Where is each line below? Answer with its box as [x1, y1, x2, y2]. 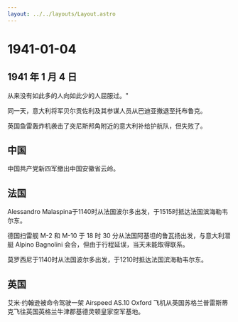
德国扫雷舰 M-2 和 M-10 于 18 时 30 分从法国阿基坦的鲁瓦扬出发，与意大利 [7, 232, 225, 240]
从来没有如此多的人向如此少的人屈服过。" [7, 91, 129, 100]
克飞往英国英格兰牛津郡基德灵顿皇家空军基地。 [7, 307, 144, 316]
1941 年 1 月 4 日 [7, 71, 77, 83]
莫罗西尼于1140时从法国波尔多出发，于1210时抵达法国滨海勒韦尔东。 [7, 255, 208, 264]
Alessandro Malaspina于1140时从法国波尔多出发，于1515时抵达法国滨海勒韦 [7, 208, 229, 216]
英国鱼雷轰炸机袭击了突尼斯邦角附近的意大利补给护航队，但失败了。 [7, 122, 207, 130]
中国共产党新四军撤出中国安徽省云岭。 [7, 164, 119, 173]
